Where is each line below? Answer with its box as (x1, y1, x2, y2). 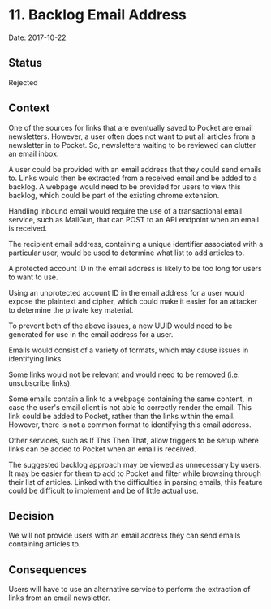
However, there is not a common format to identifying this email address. (8, 420, 252, 430)
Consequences (8, 563, 88, 577)
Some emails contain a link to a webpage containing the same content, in (8, 394, 253, 404)
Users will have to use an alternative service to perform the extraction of (8, 585, 251, 594)
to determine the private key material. (8, 304, 134, 314)
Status (8, 56, 43, 70)
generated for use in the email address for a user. (8, 329, 174, 339)
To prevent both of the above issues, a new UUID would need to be (8, 321, 233, 330)
